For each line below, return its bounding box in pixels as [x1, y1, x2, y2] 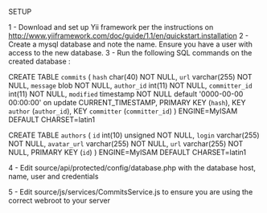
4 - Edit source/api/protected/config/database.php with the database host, [8, 163, 256, 172]
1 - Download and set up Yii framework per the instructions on [8, 23, 214, 31]
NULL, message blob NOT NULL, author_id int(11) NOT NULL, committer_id [8, 80, 253, 90]
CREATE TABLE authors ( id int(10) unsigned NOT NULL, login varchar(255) [8, 130, 260, 140]
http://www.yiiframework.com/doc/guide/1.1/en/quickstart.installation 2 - [8, 31, 249, 40]
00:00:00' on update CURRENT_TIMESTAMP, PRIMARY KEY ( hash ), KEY [8, 98, 246, 107]
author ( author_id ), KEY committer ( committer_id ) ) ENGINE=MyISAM [8, 106, 238, 116]
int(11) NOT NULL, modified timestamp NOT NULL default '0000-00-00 [8, 89, 244, 99]
